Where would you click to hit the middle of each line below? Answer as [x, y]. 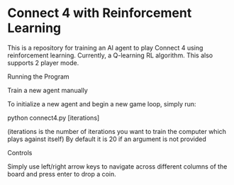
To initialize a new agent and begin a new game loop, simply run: [102, 103]
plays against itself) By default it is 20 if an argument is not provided [107, 139]
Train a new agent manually [48, 90]
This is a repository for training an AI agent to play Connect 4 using [105, 47]
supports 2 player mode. [43, 62]
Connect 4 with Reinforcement [100, 13]
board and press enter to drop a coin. [62, 174]
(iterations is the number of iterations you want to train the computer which [117, 131]
